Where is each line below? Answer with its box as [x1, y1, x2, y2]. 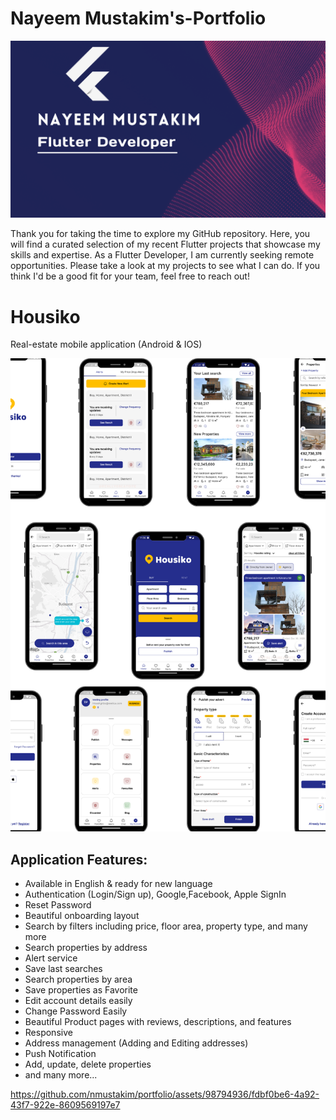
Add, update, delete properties [24, 1058, 152, 1070]
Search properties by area [24, 973, 133, 985]
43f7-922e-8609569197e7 [10, 1098, 121, 1111]
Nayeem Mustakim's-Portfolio [10, 7, 267, 30]
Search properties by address [24, 941, 148, 953]
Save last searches [24, 962, 103, 974]
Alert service [24, 952, 78, 964]
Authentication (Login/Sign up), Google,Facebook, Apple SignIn [24, 888, 287, 900]
